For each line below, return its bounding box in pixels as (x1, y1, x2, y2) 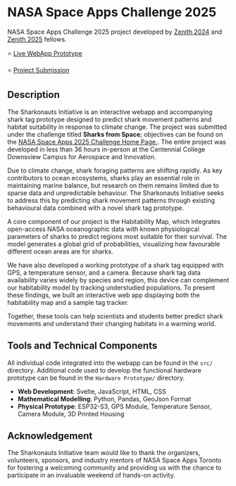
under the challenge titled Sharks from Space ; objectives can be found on (7, 130, 223, 138)
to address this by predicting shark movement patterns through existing (7, 196, 216, 204)
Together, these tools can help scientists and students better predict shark (7, 311, 223, 320)
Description (7, 89, 60, 101)
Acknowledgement (7, 430, 93, 442)
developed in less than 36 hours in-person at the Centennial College (7, 145, 206, 154)
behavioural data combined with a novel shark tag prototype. (7, 204, 185, 212)
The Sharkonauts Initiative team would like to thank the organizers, (7, 449, 201, 457)
